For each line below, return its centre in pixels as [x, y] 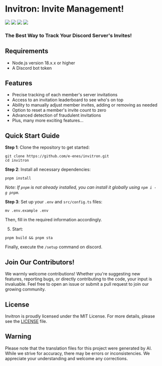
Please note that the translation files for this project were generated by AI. [79, 348]
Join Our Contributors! [40, 262]
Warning [18, 337]
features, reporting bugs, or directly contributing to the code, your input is [79, 279]
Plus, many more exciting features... [48, 121]
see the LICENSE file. [26, 321]
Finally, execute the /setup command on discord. [54, 247]
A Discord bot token [32, 68]
